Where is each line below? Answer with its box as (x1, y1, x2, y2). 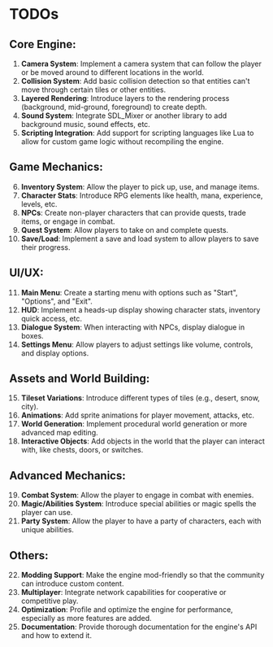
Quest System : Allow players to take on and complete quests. (20, 225, 229, 234)
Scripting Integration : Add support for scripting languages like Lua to (20, 128, 254, 138)
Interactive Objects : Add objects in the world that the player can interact (20, 436, 265, 446)
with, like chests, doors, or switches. (20, 445, 144, 455)
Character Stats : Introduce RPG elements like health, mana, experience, (20, 190, 263, 200)
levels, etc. (20, 199, 58, 208)
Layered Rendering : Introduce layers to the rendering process (20, 94, 230, 103)
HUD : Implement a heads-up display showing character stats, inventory (20, 304, 261, 314)
